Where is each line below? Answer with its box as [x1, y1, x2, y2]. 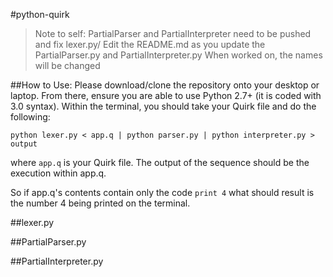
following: [10, 111, 51, 123]
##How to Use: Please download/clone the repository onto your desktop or [10, 79, 320, 91]
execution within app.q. [10, 167, 107, 179]
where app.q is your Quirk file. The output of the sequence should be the [10, 157, 310, 168]
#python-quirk [10, 9, 70, 20]
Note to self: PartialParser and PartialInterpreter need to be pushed [34, 28, 312, 39]
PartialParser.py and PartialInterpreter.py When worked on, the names [34, 49, 323, 61]
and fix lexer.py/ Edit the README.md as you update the [34, 39, 266, 50]
